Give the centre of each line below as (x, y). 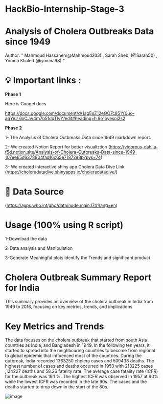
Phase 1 (13, 95)
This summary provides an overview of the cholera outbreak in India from (79, 301)
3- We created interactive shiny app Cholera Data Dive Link (65, 167)
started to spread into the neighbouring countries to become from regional (80, 350)
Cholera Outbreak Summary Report (78, 277)
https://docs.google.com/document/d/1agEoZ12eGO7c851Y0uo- (70, 113)
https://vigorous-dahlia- (134, 147)
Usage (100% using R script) (64, 225)
